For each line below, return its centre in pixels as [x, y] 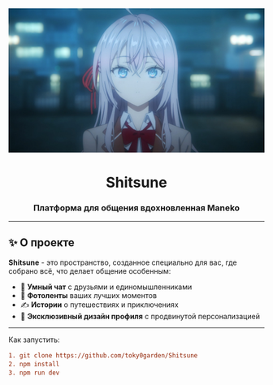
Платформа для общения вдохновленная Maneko [136, 208]
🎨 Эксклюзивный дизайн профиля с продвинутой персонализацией [140, 316]
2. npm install [34, 364]
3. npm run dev [34, 373]
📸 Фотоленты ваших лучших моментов [88, 295]
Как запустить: [34, 340]
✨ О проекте [41, 243]
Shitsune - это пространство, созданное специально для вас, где [123, 262]
